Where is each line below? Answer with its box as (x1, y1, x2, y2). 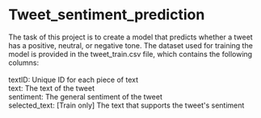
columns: (8, 58, 40, 67)
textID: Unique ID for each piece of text (8, 75, 139, 84)
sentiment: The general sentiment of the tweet (8, 92, 163, 101)
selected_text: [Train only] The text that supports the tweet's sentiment (8, 100, 245, 110)
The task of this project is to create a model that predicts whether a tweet (8, 32, 253, 42)
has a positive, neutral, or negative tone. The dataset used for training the (8, 40, 253, 50)
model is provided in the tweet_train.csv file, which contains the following (8, 49, 253, 59)
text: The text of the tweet (8, 83, 95, 93)
